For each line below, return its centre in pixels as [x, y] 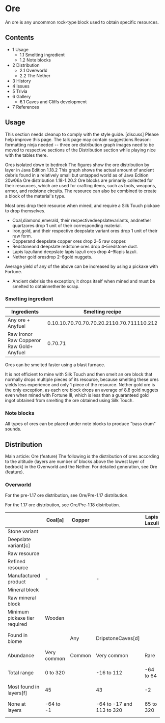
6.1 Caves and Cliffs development [53, 102]
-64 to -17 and [114, 704]
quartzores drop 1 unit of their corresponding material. [67, 225]
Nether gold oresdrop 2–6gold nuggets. [52, 257]
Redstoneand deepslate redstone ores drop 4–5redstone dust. [75, 246]
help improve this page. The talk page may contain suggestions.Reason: [78, 139]
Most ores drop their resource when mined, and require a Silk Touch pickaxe [82, 205]
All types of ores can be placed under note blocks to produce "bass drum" [81, 424]
